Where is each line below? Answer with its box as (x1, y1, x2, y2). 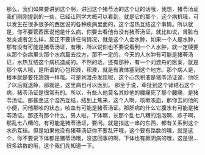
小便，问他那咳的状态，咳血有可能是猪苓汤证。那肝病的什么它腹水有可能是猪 (6, 104, 199, 111)
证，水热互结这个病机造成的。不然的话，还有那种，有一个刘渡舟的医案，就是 (6, 58, 199, 66)
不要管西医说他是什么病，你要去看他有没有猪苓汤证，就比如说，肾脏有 (22, 28, 199, 35)
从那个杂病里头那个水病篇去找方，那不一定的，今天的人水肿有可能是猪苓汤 (6, 51, 193, 58)
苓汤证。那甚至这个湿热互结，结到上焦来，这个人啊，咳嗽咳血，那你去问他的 (6, 97, 199, 103)
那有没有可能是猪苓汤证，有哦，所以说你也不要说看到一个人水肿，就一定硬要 (6, 43, 199, 50)
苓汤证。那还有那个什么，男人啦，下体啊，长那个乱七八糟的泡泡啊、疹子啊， (6, 112, 199, 119)
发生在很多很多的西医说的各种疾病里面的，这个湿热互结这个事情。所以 (11, 21, 188, 27)
